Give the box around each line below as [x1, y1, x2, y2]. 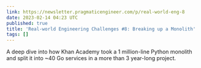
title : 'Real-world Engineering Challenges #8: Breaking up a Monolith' [6, 25, 196, 32]
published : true [6, 20, 48, 26]
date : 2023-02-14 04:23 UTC [6, 15, 78, 21]
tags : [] [6, 32, 29, 38]
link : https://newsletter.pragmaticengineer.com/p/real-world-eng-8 [6, 8, 185, 15]
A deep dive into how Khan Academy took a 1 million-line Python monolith [6, 48, 192, 55]
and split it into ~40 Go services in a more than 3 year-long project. [6, 55, 176, 62]
